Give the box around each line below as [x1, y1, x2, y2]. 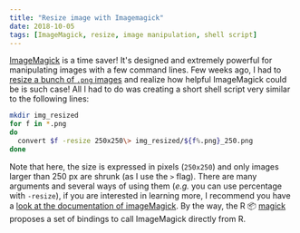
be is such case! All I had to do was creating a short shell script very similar [9, 83, 291, 95]
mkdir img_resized [9, 111, 79, 121]
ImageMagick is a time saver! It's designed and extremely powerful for [9, 55, 273, 66]
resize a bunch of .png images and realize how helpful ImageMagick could [9, 74, 287, 85]
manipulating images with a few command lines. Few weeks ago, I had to [9, 64, 282, 75]
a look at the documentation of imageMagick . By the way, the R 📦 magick [9, 200, 286, 211]
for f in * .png [9, 120, 67, 129]
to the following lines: [9, 93, 90, 104]
